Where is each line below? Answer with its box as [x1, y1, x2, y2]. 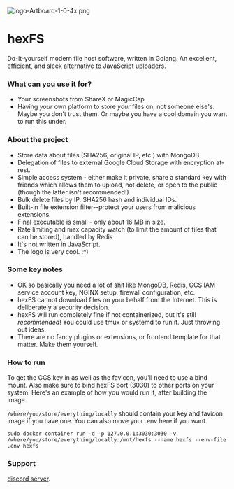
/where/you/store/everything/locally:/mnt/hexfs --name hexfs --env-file [7, 437, 227, 444]
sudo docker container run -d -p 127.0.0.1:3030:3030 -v [7, 430, 177, 437]
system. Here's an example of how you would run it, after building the [7, 388, 207, 397]
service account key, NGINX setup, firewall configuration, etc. [17, 288, 196, 297]
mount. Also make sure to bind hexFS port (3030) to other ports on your [7, 381, 214, 390]
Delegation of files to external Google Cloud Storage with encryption [17, 158, 215, 166]
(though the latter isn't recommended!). [17, 187, 131, 196]
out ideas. [17, 325, 47, 334]
